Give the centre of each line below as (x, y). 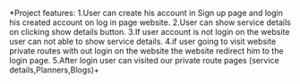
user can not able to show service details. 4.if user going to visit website (143, 41)
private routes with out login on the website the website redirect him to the (146, 51)
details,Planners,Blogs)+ (55, 70)
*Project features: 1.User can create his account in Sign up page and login (146, 13)
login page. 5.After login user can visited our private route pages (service (144, 60)
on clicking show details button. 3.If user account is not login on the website (150, 32)
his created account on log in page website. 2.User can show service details (150, 22)
